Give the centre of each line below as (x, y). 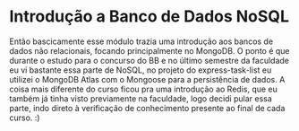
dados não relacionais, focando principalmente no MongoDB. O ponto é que (149, 50)
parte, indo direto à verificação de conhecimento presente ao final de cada (147, 108)
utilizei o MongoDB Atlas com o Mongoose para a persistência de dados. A (147, 79)
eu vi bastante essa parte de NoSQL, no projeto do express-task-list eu (141, 70)
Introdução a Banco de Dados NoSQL (149, 17)
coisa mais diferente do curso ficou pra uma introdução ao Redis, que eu (143, 89)
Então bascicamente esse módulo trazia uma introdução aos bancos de (141, 41)
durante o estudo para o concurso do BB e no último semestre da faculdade (149, 60)
